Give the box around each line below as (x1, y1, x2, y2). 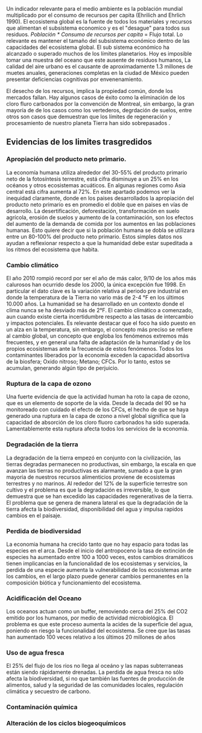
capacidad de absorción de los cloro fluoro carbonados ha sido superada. (6, 419, 191, 426)
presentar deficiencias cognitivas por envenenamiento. (6, 75, 144, 83)
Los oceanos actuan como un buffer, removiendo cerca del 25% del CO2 (6, 608, 188, 615)
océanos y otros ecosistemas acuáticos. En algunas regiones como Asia (6, 181, 186, 189)
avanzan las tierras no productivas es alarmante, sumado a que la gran (6, 467, 183, 474)
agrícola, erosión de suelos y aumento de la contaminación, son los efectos (6, 214, 194, 221)
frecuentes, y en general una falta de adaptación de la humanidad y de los (6, 338, 191, 346)
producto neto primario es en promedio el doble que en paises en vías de (6, 200, 189, 208)
